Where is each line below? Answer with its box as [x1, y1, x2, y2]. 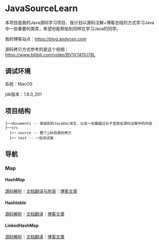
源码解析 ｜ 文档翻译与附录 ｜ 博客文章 [5, 188, 78, 194]
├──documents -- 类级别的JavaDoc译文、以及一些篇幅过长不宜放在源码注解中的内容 [5, 121, 153, 126]
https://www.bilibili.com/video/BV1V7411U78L [5, 52, 95, 57]
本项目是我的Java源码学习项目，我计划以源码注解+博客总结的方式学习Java [5, 19, 154, 25]
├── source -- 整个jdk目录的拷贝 [9, 130, 72, 135]
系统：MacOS [5, 81, 33, 87]
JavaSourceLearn [5, 3, 78, 14]
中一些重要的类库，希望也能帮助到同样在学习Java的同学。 [5, 25, 121, 32]
